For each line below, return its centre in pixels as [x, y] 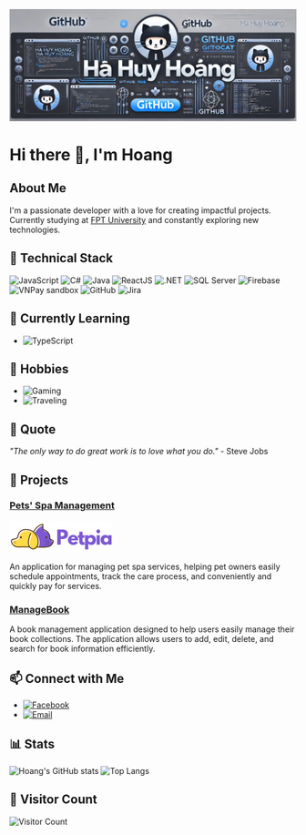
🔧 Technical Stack [61, 258]
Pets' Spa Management [62, 505]
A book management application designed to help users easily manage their [152, 629]
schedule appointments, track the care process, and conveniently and [141, 576]
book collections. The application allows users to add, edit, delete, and [142, 639]
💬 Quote [33, 429]
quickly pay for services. [56, 586]
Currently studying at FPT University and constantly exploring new [134, 219]
